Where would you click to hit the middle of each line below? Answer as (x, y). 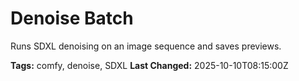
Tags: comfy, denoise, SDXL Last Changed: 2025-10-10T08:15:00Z (149, 65)
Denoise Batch (72, 18)
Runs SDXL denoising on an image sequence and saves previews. (146, 46)
